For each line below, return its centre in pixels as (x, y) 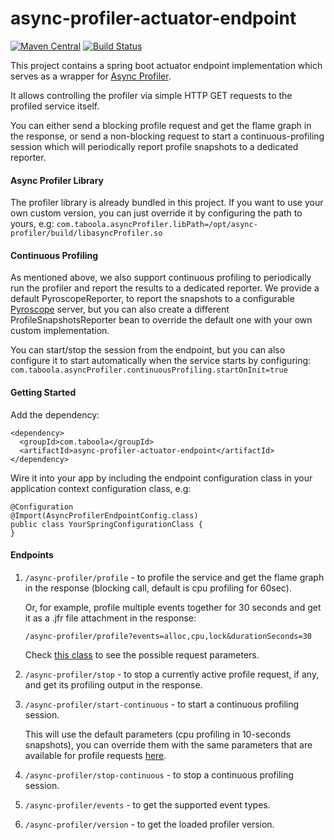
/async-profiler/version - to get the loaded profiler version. (149, 824)
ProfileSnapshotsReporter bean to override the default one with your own (161, 320)
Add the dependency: (55, 414)
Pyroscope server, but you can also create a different (120, 309)
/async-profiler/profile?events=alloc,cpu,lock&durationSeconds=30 (168, 636)
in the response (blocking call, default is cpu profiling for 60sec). (158, 588)
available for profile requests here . (95, 755)
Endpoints (32, 555)
